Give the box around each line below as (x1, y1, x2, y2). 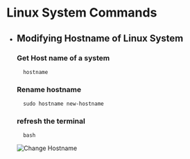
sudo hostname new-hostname (23, 100, 105, 108)
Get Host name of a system (16, 53, 110, 63)
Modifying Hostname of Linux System (16, 32, 184, 44)
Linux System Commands (6, 5, 157, 21)
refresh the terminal (16, 116, 86, 126)
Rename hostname (16, 84, 82, 94)
